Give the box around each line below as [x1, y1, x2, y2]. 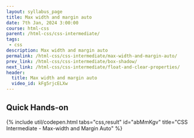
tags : [6, 36, 20, 42]
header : [6, 70, 26, 76]
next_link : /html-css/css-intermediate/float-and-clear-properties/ [6, 64, 180, 70]
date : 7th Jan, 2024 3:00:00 [6, 20, 79, 26]
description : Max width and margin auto [6, 48, 109, 54]
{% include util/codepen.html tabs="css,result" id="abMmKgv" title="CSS [6, 118, 188, 126]
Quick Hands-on [6, 102, 69, 113]
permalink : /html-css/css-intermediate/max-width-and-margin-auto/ [6, 53, 178, 59]
